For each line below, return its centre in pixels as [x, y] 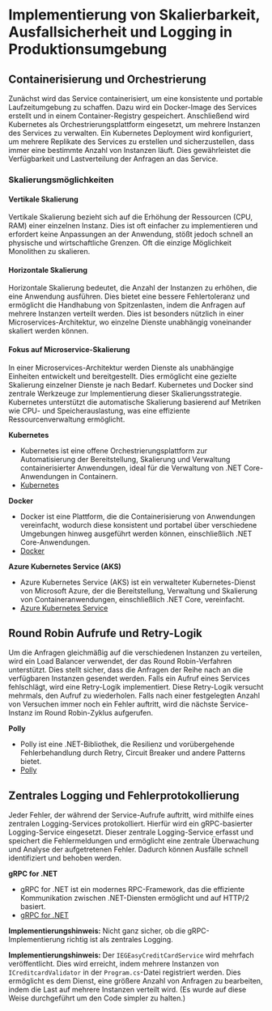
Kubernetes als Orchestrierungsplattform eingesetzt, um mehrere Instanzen [134, 124]
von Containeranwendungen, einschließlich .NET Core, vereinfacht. [132, 599]
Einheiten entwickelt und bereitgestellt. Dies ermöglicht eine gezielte [123, 376]
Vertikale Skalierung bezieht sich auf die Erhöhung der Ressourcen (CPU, [131, 217]
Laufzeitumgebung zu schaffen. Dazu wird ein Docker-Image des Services [133, 107]
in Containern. [95, 476]
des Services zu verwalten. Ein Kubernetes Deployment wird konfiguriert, [131, 133]
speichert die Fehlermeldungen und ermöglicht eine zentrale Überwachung [134, 841]
